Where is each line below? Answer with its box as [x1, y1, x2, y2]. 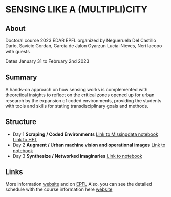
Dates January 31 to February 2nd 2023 [5, 58, 90, 64]
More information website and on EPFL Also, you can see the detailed [5, 181, 152, 187]
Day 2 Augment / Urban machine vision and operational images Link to [12, 142, 166, 148]
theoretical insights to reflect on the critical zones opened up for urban [5, 92, 155, 98]
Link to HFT [12, 136, 37, 142]
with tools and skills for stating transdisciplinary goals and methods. [5, 103, 148, 109]
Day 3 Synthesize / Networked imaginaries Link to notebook [12, 153, 142, 159]
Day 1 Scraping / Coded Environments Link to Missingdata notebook [12, 131, 159, 137]
